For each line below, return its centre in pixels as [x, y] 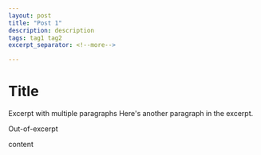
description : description [51, 30]
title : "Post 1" [35, 23]
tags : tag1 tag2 [35, 38]
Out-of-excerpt [33, 129]
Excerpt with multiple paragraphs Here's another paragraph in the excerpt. [131, 114]
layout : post [30, 15]
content [21, 145]
